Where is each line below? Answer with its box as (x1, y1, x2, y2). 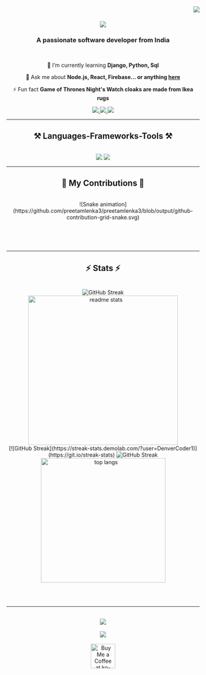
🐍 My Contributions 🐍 (61, 178, 145, 188)
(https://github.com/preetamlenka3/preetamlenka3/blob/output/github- (13, 207, 193, 215)
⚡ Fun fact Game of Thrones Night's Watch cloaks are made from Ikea (12, 86, 194, 93)
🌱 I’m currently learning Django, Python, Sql (47, 61, 159, 69)
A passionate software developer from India (36, 36, 170, 45)
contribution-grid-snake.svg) (66, 214, 140, 221)
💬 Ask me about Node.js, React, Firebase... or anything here (25, 74, 181, 81)
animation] (100, 200, 127, 208)
